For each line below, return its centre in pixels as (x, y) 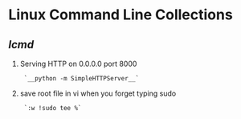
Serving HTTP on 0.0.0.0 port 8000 (78, 64)
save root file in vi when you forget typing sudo (98, 93)
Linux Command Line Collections (120, 15)
